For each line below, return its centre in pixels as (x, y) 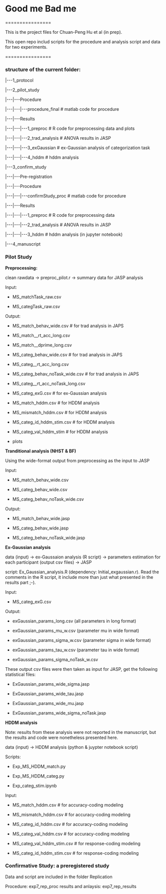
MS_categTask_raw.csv (36, 306)
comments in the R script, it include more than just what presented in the (79, 577)
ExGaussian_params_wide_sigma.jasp (51, 684)
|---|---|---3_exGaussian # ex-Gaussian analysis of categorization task (78, 148)
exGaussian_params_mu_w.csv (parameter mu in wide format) (76, 630)
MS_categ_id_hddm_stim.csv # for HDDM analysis (63, 422)
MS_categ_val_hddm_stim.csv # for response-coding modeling (76, 843)
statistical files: (21, 674)
